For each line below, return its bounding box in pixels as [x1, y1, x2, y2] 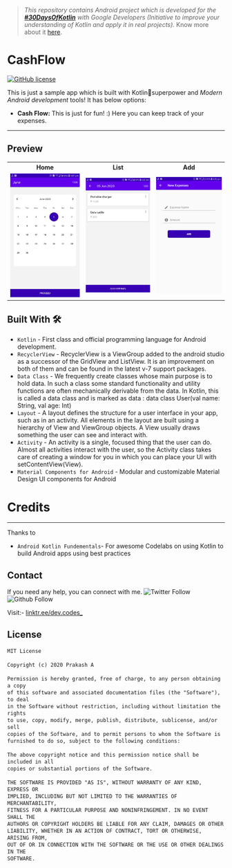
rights [7, 710, 26, 717]
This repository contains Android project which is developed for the [23, 6, 216, 14]
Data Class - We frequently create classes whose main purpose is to [17, 372, 213, 380]
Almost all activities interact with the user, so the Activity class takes [17, 445, 212, 454]
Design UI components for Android [17, 475, 117, 483]
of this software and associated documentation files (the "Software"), [7, 689, 221, 696]
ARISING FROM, [7, 834, 48, 841]
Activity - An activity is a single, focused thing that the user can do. [17, 438, 212, 447]
